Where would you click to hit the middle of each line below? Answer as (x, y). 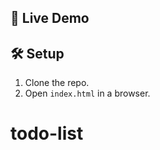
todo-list (47, 133)
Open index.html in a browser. (87, 93)
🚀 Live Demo (50, 18)
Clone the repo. (57, 83)
